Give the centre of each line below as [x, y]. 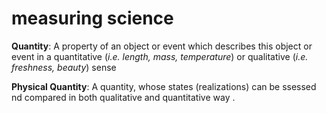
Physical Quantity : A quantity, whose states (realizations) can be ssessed [164, 86]
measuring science [92, 18]
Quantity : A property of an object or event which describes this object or [162, 46]
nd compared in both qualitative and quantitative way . [123, 97]
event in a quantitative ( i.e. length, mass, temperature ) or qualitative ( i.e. [160, 56]
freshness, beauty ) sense [64, 67]
